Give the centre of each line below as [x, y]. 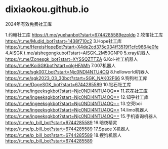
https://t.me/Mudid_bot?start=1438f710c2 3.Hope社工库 [64, 41]
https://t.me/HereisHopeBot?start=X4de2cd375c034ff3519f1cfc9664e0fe [82, 47]
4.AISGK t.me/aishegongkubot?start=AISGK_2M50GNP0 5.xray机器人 [78, 53]
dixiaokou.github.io [47, 9]
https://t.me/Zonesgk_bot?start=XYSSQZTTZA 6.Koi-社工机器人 [72, 59]
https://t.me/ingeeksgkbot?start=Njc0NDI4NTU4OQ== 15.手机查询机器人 [81, 116]
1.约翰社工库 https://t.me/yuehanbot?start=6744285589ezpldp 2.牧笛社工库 [84, 34]
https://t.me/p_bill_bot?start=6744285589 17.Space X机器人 [68, 129]
